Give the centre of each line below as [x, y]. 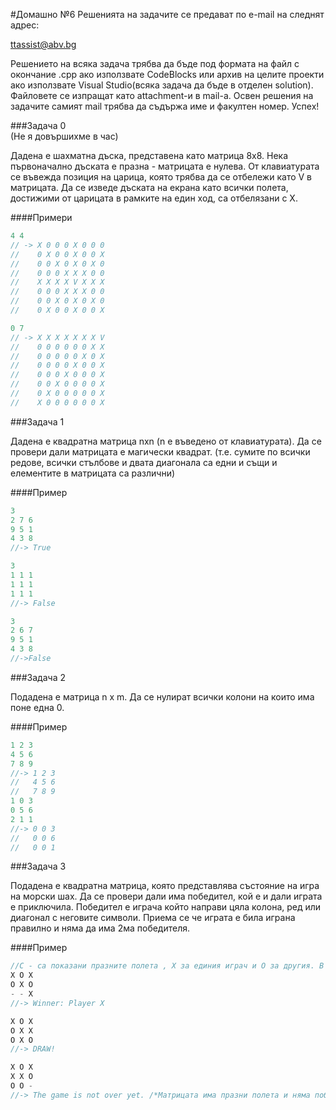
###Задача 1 [37, 421]
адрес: [25, 25]
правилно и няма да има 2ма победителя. [100, 928]
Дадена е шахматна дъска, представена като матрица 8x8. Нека [149, 155]
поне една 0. [37, 707]
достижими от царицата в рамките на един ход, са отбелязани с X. [154, 198]
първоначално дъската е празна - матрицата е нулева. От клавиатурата [165, 166]
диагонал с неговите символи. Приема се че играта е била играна [153, 918]
